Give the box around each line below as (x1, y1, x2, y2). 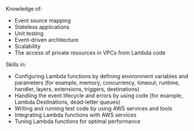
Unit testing (14, 30, 44, 37)
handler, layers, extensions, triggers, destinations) (14, 86, 140, 93)
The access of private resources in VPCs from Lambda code (14, 49, 166, 56)
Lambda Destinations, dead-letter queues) (14, 98, 121, 106)
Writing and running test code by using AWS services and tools (14, 105, 173, 112)
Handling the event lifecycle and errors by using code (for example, (14, 92, 183, 99)
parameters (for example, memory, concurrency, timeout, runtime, (14, 79, 180, 86)
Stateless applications (14, 24, 70, 30)
